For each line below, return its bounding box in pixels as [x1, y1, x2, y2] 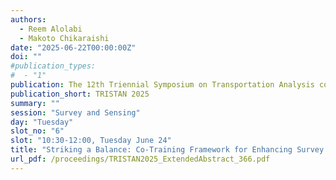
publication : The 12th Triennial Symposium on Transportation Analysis [10, 80, 315, 90]
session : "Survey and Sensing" [10, 107, 141, 118]
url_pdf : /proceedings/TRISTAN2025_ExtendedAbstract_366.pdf [10, 154, 271, 164]
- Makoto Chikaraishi [19, 33, 110, 43]
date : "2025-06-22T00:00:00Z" [10, 42, 137, 53]
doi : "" [10, 52, 43, 62]
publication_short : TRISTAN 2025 [10, 89, 150, 99]
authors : [10, 14, 47, 25]
